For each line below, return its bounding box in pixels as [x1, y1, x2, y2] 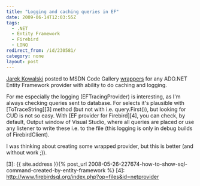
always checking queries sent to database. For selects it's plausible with [6, 99, 184, 106]
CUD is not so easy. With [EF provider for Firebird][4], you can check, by [6, 111, 186, 119]
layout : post [6, 58, 39, 64]
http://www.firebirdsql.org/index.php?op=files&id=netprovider [6, 173, 159, 180]
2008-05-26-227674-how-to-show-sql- [88, 160, 187, 168]
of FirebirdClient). [6, 131, 50, 138]
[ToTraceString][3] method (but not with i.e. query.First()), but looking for [6, 106, 186, 113]
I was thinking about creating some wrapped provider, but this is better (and [6, 142, 193, 150]
